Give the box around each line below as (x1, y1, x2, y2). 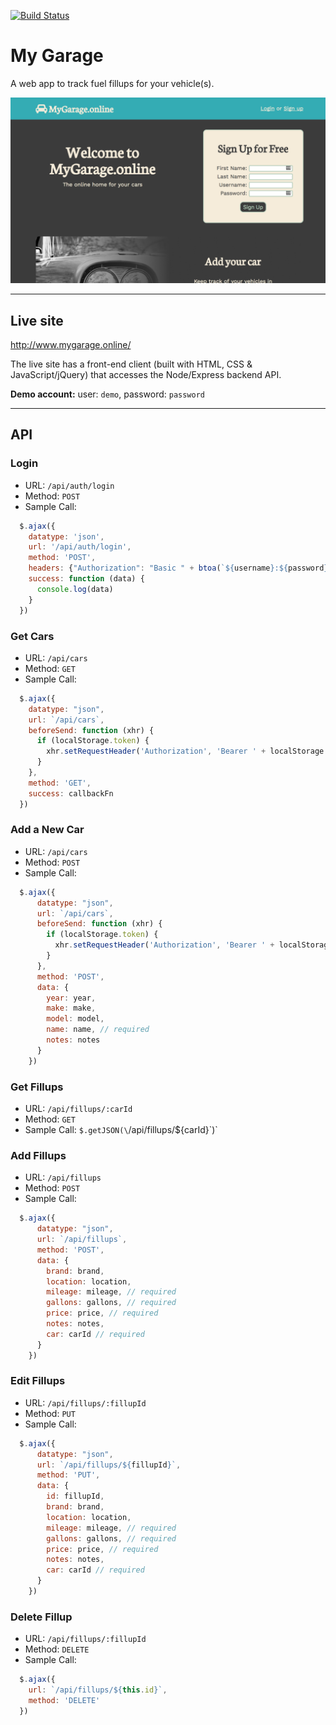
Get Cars (10, 629, 55, 643)
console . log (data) (36, 584, 114, 594)
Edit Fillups (10, 1374, 66, 1388)
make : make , (46, 1003, 97, 1014)
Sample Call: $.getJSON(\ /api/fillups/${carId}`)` (24, 1123, 218, 1135)
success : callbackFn (28, 788, 114, 799)
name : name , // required (46, 1025, 150, 1035)
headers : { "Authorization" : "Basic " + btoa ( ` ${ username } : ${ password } (28, 563, 329, 574)
